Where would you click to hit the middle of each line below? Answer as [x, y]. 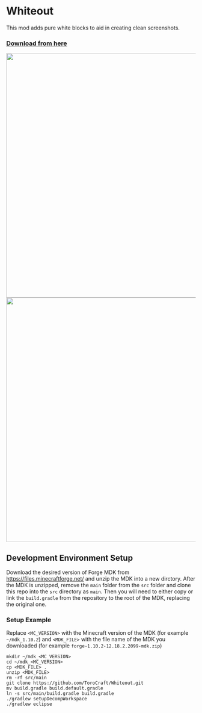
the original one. [26, 604]
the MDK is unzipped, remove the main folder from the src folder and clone [99, 585]
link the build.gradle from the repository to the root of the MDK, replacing [98, 598]
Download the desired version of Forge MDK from [68, 572]
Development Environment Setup [70, 558]
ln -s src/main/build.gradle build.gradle [60, 694]
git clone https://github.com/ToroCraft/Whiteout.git [75, 683]
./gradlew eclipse [29, 704]
